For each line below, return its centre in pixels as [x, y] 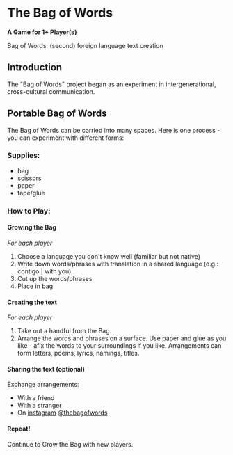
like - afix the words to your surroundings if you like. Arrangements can [119, 346]
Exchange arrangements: [43, 385]
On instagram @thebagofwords [62, 413]
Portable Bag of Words [57, 114]
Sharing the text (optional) [46, 369]
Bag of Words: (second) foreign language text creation [85, 45]
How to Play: [29, 211]
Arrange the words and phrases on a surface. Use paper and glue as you [122, 338]
